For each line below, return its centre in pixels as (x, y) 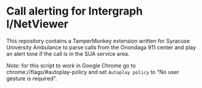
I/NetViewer (37, 24)
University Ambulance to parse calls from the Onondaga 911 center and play (101, 47)
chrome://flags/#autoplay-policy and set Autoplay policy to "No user (93, 72)
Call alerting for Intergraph (75, 11)
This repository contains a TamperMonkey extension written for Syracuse (98, 41)
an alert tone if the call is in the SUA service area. (68, 53)
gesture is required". (32, 78)
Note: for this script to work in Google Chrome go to (71, 66)
